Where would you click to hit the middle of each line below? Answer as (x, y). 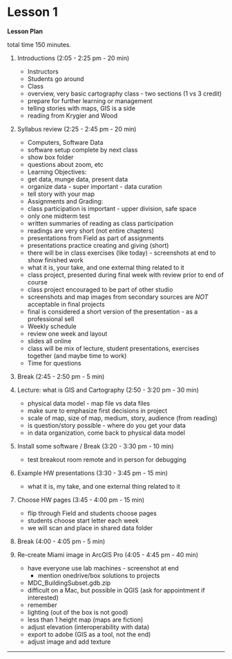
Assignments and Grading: (65, 201)
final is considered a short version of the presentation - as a (113, 312)
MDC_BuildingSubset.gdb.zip (69, 583)
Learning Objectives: (57, 172)
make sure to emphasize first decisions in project (97, 410)
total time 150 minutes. (39, 44)
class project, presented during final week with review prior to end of (126, 275)
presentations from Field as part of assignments (96, 238)
